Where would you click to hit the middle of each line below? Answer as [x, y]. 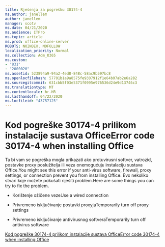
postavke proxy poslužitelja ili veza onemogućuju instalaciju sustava [74, 165]
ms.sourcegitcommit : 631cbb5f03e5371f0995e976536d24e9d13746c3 [71, 82]
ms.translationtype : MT [29, 87]
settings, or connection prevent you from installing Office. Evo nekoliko [77, 175]
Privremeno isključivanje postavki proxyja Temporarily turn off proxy [80, 205]
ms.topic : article [24, 37]
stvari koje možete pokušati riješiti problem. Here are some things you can [79, 181]
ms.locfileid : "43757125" [31, 101]
